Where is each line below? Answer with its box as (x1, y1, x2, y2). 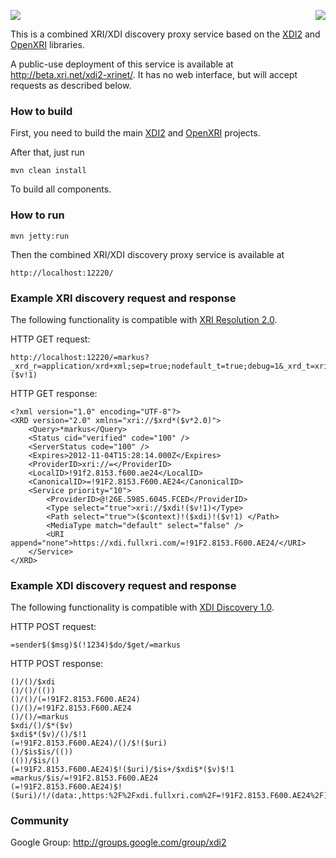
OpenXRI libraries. (10, 39, 85, 50)
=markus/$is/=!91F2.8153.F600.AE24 (10, 773, 159, 784)
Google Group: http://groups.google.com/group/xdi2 (10, 836, 227, 849)
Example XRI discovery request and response (10, 291, 237, 305)
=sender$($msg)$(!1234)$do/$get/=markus (10, 640, 182, 650)
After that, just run (10, 146, 85, 159)
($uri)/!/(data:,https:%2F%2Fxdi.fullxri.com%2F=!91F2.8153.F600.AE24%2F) (10, 791, 329, 801)
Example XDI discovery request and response (10, 578, 237, 592)
